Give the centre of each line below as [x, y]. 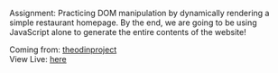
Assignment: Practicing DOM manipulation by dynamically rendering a [139, 13]
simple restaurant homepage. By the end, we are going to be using [133, 23]
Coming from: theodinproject [63, 50]
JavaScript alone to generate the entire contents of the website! [128, 32]
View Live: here [38, 59]
